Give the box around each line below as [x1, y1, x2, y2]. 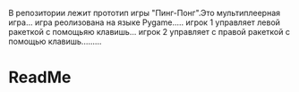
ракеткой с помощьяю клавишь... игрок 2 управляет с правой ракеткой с [8, 27, 290, 37]
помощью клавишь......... [8, 36, 102, 46]
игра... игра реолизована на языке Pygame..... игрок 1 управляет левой [8, 17, 281, 28]
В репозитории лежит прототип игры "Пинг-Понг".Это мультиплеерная [8, 8, 281, 18]
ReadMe [8, 67, 72, 88]
